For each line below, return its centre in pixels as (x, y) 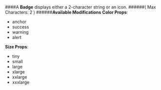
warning (20, 32)
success (20, 27)
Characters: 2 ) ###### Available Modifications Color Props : (66, 12)
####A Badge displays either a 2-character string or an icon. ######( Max (80, 7)
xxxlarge (21, 82)
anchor (19, 22)
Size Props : (17, 47)
